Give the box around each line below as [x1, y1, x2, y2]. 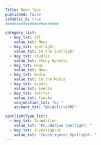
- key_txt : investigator [9, 127, 61, 132]
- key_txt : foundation [9, 118, 57, 123]
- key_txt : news [9, 63, 43, 68]
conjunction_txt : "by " [14, 100, 64, 105]
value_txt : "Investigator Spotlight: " [14, 132, 97, 137]
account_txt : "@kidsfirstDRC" [14, 104, 77, 110]
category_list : [5, 30, 37, 35]
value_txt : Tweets [14, 95, 52, 100]
